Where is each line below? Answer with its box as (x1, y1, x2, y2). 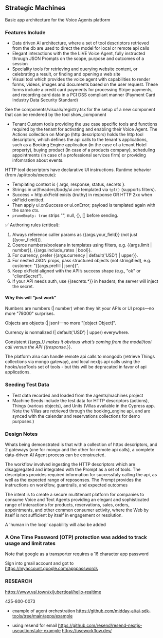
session (12, 61, 28, 67)
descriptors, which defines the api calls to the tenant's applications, (12, 136, 148, 143)
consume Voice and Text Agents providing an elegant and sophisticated (5, 497, 149, 503)
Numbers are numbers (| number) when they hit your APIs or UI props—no (5, 306, 154, 311)
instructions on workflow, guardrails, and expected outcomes (5, 482, 128, 488)
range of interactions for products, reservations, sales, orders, (5, 502, 130, 507)
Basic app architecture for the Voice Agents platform (5, 17, 110, 22)
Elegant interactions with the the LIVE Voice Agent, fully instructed (12, 51, 145, 57)
